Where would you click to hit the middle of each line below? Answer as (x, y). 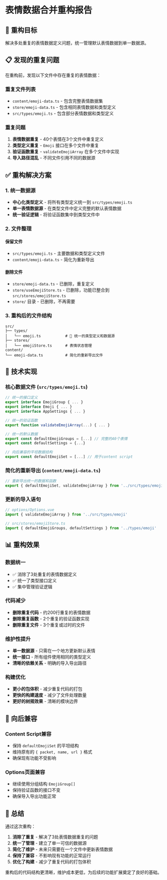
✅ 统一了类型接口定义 (35, 580)
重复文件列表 (21, 89)
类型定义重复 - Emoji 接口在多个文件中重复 (56, 146)
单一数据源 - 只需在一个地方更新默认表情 (54, 651)
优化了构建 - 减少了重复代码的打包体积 (52, 862)
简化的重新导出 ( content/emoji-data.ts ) (53, 470)
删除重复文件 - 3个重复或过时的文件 (49, 625)
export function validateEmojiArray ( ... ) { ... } (58, 425)
